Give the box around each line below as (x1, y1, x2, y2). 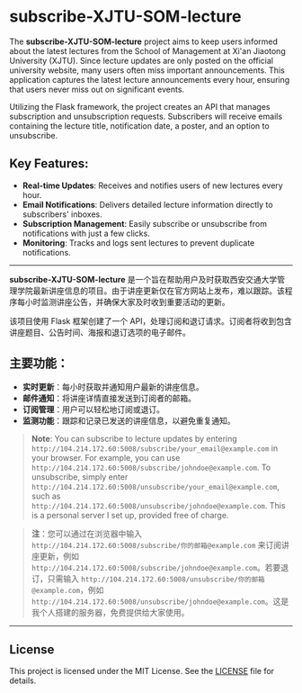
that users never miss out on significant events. (9, 84, 185, 94)
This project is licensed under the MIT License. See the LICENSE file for (9, 666, 275, 677)
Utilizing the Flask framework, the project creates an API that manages (9, 101, 271, 112)
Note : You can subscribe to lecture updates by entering (31, 433, 238, 444)
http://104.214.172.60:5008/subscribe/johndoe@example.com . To (31, 462, 271, 472)
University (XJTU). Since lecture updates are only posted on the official (9, 55, 274, 66)
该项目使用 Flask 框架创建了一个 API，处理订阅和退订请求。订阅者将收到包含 (9, 315, 292, 326)
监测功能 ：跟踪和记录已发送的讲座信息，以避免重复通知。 (22, 415, 235, 426)
